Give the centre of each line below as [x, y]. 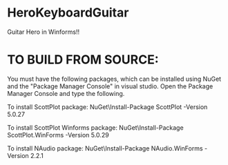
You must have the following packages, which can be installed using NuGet [114, 79]
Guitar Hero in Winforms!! [44, 32]
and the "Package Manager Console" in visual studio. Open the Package [110, 86]
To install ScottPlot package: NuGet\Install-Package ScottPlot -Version [107, 107]
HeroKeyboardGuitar [68, 13]
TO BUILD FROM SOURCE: [83, 60]
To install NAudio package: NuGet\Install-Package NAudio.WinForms [105, 148]
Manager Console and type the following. [66, 93]
